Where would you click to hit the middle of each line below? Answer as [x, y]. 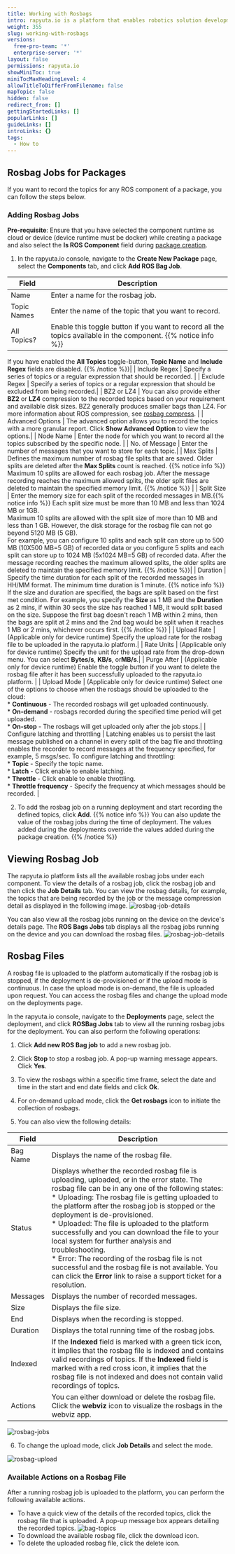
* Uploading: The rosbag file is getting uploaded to [135, 1197]
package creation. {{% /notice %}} [67, 837]
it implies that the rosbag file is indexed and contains [138, 1350]
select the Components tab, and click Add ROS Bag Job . [99, 266]
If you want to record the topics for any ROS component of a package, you [115, 189]
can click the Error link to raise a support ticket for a [137, 1276]
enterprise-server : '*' [48, 53]
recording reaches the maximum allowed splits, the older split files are [108, 481]
